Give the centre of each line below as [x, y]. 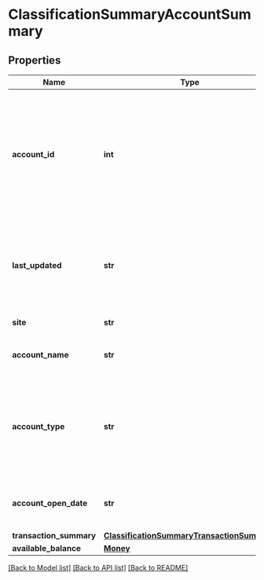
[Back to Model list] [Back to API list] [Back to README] [98, 568]
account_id [33, 154]
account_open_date [50, 503]
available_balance [46, 548]
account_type [38, 426]
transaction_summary [54, 536]
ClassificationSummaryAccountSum [130, 15]
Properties [35, 60]
